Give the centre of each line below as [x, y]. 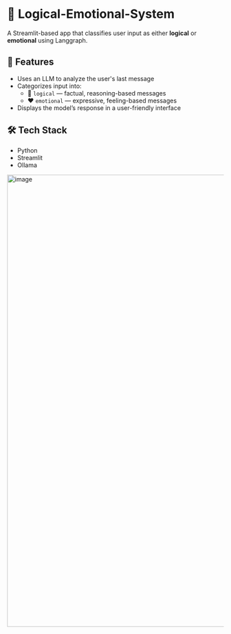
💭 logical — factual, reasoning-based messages [97, 93]
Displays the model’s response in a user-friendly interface [99, 108]
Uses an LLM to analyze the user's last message [86, 78]
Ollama [27, 165]
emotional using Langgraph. [47, 40]
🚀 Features [31, 62]
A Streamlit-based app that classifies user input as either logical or [102, 33]
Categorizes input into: [49, 86]
